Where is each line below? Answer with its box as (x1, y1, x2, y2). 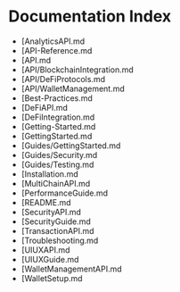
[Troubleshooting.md (20, 235, 99, 246)
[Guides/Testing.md (20, 159, 94, 170)
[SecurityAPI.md (20, 206, 82, 217)
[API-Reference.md (20, 45, 93, 55)
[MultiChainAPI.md (20, 178, 91, 188)
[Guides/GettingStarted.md (20, 140, 121, 151)
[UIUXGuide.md (20, 254, 79, 264)
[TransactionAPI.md (20, 225, 94, 236)
